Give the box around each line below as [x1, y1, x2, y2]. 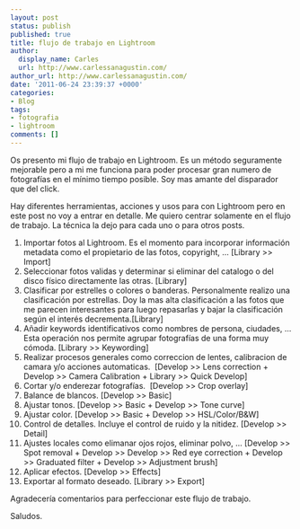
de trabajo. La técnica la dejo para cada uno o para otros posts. [10, 219, 245, 230]
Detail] [22, 428, 49, 438]
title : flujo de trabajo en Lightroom [10, 38, 155, 48]
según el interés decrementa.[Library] [22, 313, 164, 324]
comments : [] [10, 130, 59, 139]
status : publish [10, 22, 71, 31]
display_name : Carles [18, 55, 100, 64]
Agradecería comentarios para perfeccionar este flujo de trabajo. [10, 493, 251, 504]
